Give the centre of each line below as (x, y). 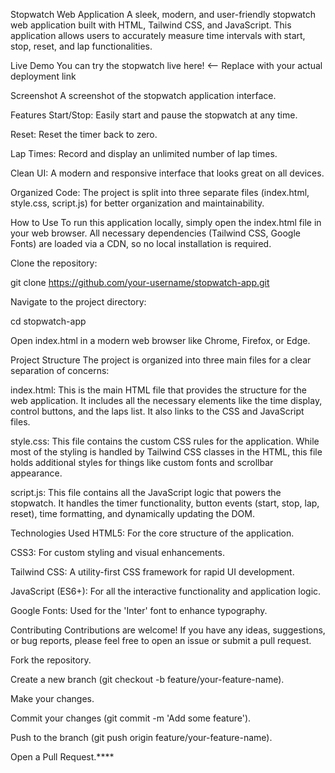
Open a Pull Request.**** (62, 757)
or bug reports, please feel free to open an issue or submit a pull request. (161, 640)
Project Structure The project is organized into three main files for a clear (161, 360)
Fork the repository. (51, 660)
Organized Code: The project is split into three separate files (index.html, (160, 192)
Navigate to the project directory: (78, 302)
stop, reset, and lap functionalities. (81, 46)
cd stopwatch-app (48, 321)
